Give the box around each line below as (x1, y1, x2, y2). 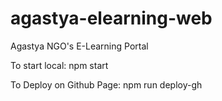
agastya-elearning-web (10, 7, 213, 30)
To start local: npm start (10, 59, 109, 71)
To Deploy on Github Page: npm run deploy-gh (10, 78, 203, 91)
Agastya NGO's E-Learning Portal (10, 40, 149, 52)
